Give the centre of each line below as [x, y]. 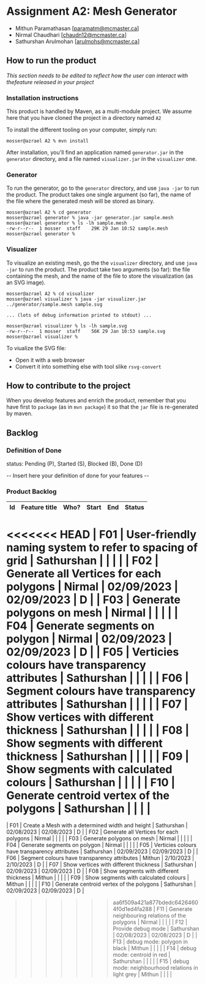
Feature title [39, 507]
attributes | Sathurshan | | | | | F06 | [98, 678]
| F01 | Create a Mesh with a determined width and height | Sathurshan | [97, 826]
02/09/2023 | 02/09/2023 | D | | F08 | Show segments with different [93, 871]
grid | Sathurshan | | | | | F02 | [83, 560]
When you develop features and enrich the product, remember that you [96, 400]
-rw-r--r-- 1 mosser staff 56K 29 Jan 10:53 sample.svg [86, 331]
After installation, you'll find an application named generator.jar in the [95, 152]
